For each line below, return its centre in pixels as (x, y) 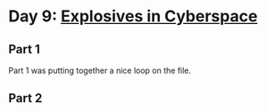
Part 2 (25, 98)
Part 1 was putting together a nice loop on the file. (100, 70)
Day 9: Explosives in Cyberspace (133, 16)
